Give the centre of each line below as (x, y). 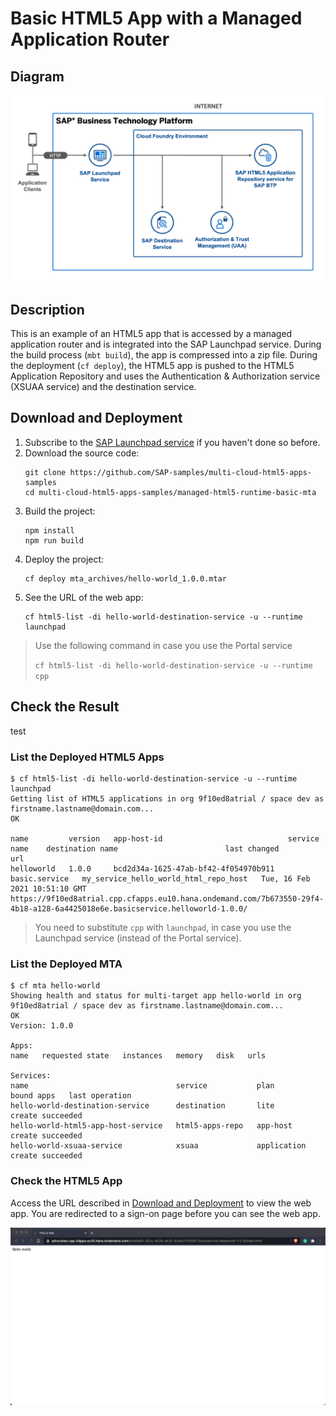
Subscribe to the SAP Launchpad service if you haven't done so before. (172, 442)
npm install (49, 530)
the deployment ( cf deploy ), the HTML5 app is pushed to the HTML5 (152, 366)
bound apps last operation (71, 1096)
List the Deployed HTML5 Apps (87, 757)
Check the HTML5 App (66, 1181)
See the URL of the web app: (84, 597)
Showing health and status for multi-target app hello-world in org (156, 996)
